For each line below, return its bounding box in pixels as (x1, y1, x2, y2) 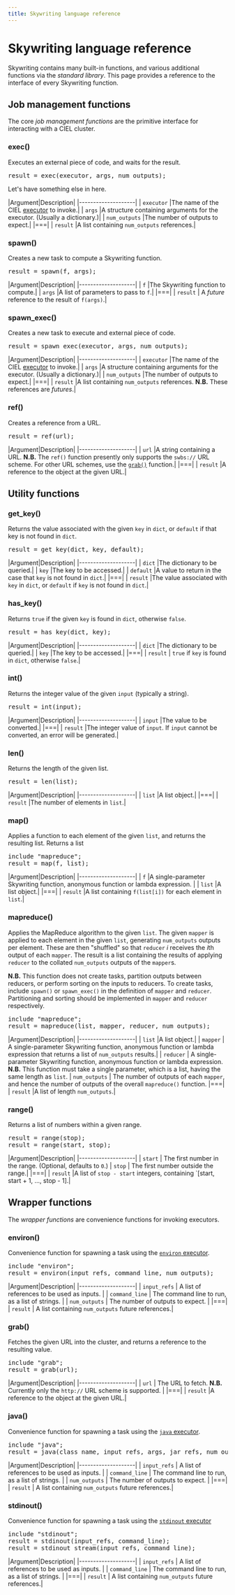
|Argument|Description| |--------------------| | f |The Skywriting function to (8, 281, 226, 289)
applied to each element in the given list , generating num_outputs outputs (8, 935, 221, 944)
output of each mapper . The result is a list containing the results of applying (8, 951, 222, 959)
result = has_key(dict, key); (8, 628, 112, 636)
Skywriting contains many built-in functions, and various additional (8, 64, 200, 72)
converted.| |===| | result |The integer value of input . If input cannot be (8, 723, 218, 732)
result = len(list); (8, 778, 79, 786)
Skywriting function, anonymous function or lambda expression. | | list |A (8, 880, 222, 888)
